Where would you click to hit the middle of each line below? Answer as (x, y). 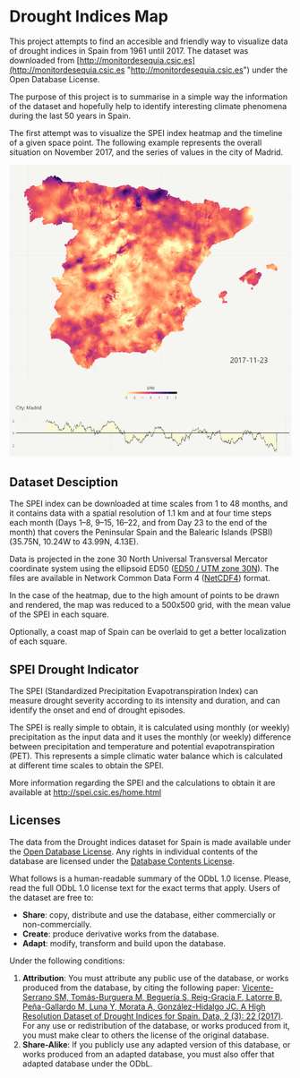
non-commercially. (57, 924)
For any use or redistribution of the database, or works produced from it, (156, 1025)
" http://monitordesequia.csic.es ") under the (207, 70)
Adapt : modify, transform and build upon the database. (124, 943)
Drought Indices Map (89, 17)
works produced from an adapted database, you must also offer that (148, 1054)
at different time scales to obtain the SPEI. (86, 765)
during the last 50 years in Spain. (70, 115)
